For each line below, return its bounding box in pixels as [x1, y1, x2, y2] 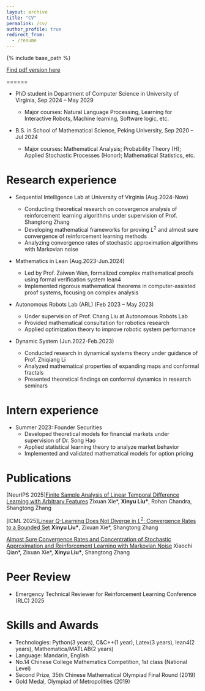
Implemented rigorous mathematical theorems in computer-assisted [24, 282, 196, 289]
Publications [6, 471, 72, 485]
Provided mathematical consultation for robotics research [24, 319, 170, 326]
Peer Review [6, 570, 71, 584]
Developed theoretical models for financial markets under [24, 430, 170, 437]
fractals [24, 368, 44, 376]
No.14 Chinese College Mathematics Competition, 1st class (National [15, 659, 188, 665]
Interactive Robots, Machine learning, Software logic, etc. [24, 115, 170, 122]
